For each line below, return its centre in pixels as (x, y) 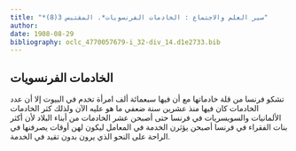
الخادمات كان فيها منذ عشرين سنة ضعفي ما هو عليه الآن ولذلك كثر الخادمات (135, 109)
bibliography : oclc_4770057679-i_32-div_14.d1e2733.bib (115, 42)
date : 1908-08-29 (42, 34)
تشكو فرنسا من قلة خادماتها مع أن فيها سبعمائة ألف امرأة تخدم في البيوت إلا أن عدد (147, 99)
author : (24, 26)
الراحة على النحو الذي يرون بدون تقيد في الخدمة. (90, 137)
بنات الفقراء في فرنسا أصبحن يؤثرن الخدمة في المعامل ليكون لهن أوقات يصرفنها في (149, 127)
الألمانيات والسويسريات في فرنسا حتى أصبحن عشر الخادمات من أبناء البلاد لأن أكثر (146, 118)
